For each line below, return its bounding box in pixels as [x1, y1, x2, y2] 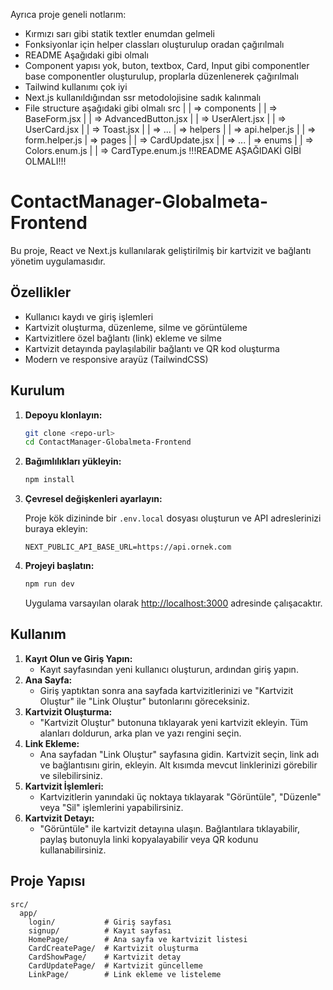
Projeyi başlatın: [24, 560, 95, 572]
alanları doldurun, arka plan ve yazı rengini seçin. [39, 727, 242, 739]
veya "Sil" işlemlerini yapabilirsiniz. [39, 801, 184, 813]
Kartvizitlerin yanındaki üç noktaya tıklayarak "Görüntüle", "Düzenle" [39, 790, 322, 803]
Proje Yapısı [10, 873, 86, 890]
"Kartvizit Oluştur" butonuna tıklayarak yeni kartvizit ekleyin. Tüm [39, 716, 309, 728]
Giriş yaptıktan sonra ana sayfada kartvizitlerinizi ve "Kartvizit [39, 684, 294, 696]
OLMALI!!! [24, 155, 67, 167]
